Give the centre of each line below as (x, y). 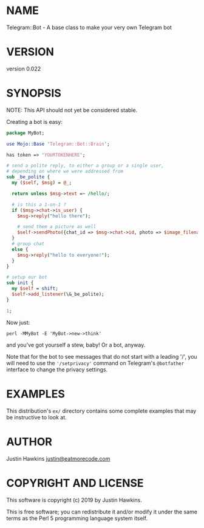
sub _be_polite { (28, 177)
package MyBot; (25, 133)
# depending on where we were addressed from (65, 171)
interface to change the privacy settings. (57, 369)
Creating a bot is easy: (34, 121)
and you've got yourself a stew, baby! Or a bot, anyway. (76, 345)
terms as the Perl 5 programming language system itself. (77, 518)
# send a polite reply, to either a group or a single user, (85, 166)
